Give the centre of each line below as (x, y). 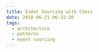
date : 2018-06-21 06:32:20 (40, 17)
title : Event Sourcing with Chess (50, 12)
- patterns (25, 34)
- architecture (31, 28)
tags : (13, 23)
